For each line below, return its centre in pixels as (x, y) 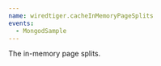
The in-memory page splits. (55, 54)
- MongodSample (41, 31)
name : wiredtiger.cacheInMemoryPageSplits (81, 16)
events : (21, 23)
